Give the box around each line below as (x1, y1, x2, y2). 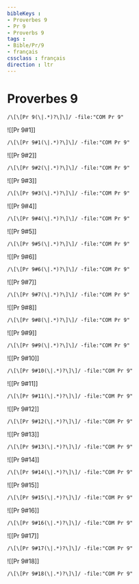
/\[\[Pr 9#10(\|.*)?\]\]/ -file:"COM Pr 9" (7, 367, 134, 374)
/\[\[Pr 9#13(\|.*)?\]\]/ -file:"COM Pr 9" (7, 443, 134, 451)
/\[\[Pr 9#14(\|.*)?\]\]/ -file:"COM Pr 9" (7, 468, 134, 475)
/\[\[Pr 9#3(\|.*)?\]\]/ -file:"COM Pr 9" (7, 190, 130, 197)
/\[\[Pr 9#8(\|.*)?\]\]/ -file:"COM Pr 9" (7, 316, 130, 323)
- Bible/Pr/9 (7, 42, 45, 49)
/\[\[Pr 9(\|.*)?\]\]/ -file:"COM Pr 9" (7, 113, 125, 120)
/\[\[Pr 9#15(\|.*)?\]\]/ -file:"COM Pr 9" (7, 494, 134, 501)
